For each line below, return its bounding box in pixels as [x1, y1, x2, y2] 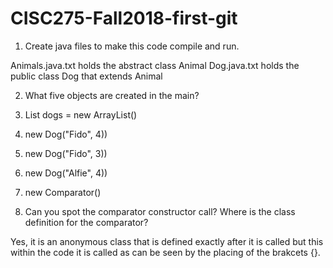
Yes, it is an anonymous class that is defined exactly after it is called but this [10, 235, 324, 247]
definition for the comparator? [24, 216, 149, 228]
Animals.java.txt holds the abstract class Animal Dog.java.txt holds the [10, 59, 300, 71]
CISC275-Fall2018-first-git [10, 7, 238, 30]
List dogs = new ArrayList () [24, 108, 138, 121]
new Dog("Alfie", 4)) [24, 167, 108, 179]
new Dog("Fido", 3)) [24, 147, 108, 159]
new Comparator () [24, 186, 102, 198]
